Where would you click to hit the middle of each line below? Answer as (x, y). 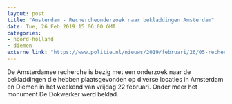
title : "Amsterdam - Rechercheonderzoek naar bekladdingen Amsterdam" (111, 20)
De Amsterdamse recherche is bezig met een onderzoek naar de (99, 72)
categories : (24, 33)
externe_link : (28, 53)
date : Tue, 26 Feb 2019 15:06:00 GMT (61, 26)
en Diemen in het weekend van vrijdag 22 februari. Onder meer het (103, 87)
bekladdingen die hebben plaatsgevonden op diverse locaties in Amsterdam (115, 79)
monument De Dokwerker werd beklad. (63, 94)
